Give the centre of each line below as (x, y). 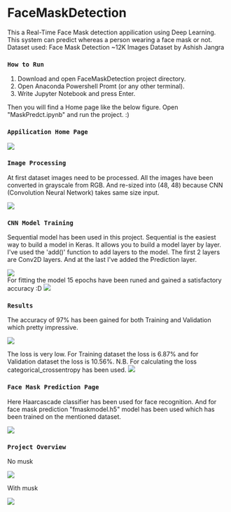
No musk (20, 462)
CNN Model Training (40, 223)
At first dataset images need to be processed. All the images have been (110, 177)
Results (20, 306)
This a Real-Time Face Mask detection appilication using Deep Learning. (112, 32)
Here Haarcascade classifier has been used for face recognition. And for (112, 401)
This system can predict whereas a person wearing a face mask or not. (110, 39)
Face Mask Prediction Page (53, 387)
